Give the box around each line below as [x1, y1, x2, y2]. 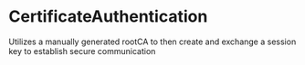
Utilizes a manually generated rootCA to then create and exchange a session [8, 36, 297, 47]
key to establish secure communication [8, 45, 156, 56]
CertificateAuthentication [8, 6, 208, 27]
